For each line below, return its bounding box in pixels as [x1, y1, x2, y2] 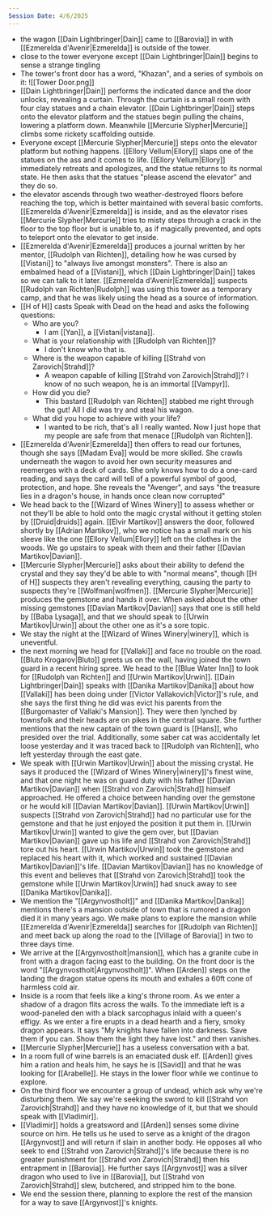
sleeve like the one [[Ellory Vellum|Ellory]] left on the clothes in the [19, 534, 242, 543]
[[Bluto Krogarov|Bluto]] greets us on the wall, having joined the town [19, 655, 251, 664]
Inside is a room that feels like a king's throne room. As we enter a [19, 990, 240, 1000]
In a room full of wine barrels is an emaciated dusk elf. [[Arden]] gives [19, 1051, 253, 1061]
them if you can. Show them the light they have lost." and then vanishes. [19, 1033, 261, 1043]
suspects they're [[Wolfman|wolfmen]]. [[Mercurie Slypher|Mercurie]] [19, 586, 253, 595]
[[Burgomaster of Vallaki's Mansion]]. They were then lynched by [19, 706, 238, 716]
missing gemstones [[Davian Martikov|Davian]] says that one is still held [19, 603, 260, 612]
